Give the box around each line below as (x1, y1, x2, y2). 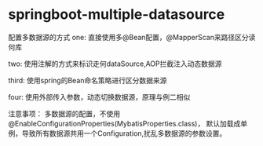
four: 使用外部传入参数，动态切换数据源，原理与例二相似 (8, 92, 191, 101)
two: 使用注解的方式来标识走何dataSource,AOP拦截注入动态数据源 (8, 59, 222, 68)
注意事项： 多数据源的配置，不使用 (8, 108, 120, 119)
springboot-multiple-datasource (8, 5, 225, 24)
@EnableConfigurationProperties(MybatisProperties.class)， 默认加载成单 (8, 119, 248, 128)
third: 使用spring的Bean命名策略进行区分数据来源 (8, 75, 167, 85)
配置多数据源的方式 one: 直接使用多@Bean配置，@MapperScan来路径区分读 (8, 32, 256, 42)
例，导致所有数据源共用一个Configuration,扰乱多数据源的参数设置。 (8, 128, 227, 138)
